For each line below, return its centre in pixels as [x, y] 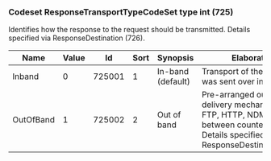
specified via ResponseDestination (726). [77, 38]
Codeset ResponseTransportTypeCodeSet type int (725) [121, 12]
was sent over [228, 81]
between [218, 125]
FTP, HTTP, [223, 115]
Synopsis [175, 58]
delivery [217, 105]
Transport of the [232, 72]
